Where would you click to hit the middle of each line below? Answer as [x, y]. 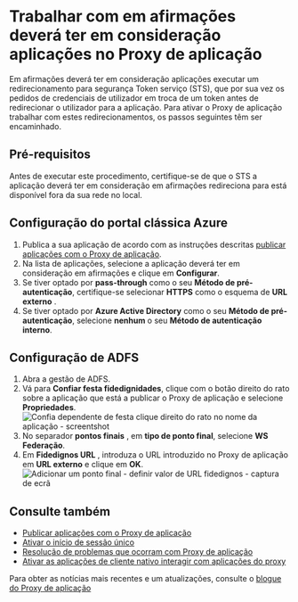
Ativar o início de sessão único [78, 542]
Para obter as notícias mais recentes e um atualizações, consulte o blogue [145, 579]
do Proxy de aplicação [50, 588]
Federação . [43, 445]
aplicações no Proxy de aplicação [136, 54]
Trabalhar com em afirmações [123, 16]
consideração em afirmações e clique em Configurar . [121, 273]
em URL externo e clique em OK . [83, 465]
